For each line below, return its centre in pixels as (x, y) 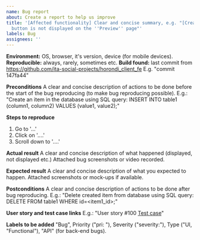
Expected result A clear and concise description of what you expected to (96, 171)
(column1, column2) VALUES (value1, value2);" (63, 106)
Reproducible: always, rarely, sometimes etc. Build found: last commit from (99, 63)
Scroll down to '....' (37, 141)
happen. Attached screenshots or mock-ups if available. (75, 177)
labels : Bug (21, 34)
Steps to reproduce (30, 117)
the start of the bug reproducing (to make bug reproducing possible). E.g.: (97, 93)
